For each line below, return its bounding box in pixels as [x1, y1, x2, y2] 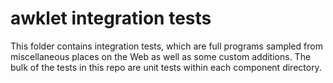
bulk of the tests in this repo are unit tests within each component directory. [10, 61, 322, 73]
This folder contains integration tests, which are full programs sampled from [10, 40, 323, 52]
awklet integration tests [10, 7, 212, 30]
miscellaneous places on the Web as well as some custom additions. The [10, 50, 312, 62]
